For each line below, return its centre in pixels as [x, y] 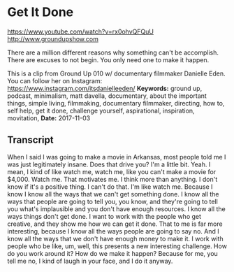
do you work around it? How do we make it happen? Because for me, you [112, 253]
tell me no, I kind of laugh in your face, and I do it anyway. [90, 261]
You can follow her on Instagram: [55, 80]
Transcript [30, 140]
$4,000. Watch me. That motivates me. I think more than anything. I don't [112, 179]
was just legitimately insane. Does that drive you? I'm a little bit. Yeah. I [109, 164]
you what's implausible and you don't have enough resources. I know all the [116, 209]
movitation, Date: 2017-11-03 [49, 118]
